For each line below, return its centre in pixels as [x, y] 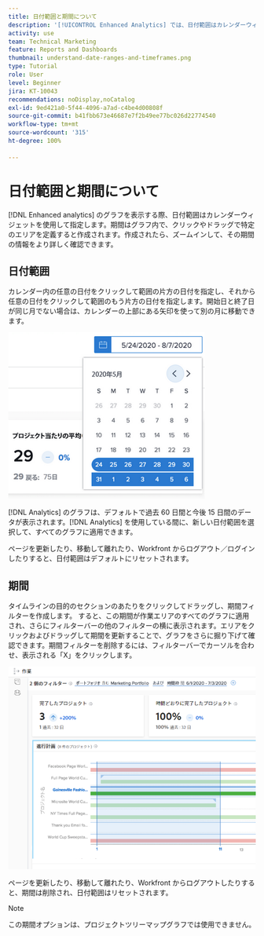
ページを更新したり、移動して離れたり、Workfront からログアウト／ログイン [132, 549]
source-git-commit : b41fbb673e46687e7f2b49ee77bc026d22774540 [112, 116]
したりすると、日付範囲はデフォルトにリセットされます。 [101, 558]
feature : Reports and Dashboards [63, 50]
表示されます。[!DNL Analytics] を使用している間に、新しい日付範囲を [135, 522]
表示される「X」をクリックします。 [79, 655]
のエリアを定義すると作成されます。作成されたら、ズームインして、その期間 [132, 234]
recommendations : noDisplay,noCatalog [71, 99]
